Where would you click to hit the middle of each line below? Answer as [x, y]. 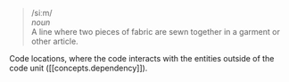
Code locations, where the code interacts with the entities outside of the [142, 58]
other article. [54, 41]
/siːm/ [41, 13]
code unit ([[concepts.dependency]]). [78, 68]
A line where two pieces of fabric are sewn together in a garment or [156, 32]
